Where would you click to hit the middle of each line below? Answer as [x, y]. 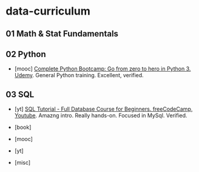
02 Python [26, 54]
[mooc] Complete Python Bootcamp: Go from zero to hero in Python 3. [103, 69]
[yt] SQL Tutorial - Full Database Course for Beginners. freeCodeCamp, [103, 109]
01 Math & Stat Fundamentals [62, 34]
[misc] [22, 163]
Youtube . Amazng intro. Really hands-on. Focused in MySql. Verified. [101, 115]
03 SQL [20, 95]
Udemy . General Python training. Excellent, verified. [79, 75]
